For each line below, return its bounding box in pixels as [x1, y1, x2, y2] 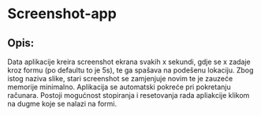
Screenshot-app [7, 5, 117, 23]
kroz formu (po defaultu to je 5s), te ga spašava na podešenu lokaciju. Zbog [7, 65, 254, 75]
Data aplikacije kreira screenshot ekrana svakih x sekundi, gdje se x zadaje [7, 57, 251, 66]
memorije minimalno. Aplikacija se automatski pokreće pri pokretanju [7, 82, 231, 92]
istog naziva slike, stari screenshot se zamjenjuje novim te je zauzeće [7, 74, 233, 83]
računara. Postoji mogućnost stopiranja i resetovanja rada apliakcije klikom [7, 91, 250, 99]
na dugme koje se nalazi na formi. [7, 99, 117, 108]
